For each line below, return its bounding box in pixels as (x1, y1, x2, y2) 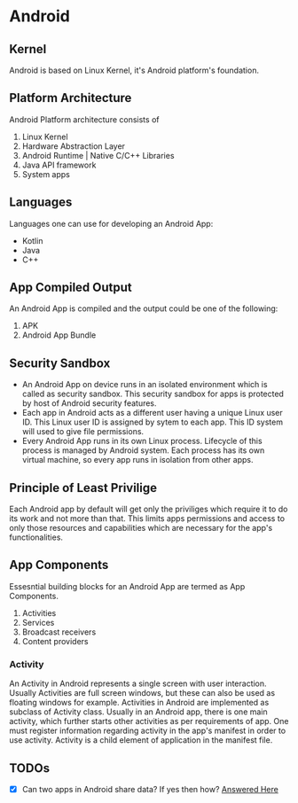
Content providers (21, 635, 89, 646)
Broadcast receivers (21, 627, 97, 637)
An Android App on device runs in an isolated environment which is (21, 379, 268, 390)
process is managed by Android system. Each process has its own (21, 445, 265, 456)
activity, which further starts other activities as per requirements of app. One (9, 716, 289, 727)
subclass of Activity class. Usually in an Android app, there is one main (9, 706, 268, 717)
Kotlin (21, 235, 43, 246)
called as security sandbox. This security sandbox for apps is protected (21, 388, 284, 400)
